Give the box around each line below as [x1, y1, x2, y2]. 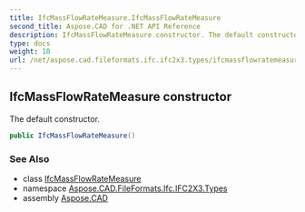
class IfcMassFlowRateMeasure [22, 173, 142, 184]
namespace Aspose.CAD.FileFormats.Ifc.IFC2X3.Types [22, 183, 229, 194]
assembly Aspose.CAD [22, 192, 109, 203]
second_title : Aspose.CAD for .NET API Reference [9, 22, 202, 31]
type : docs [9, 38, 51, 48]
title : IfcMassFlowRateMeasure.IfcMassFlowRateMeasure [9, 13, 221, 23]
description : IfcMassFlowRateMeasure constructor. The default [9, 30, 254, 39]
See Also [9, 152, 50, 165]
